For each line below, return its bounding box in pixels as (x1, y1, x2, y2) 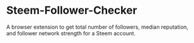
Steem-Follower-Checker (6, 4, 137, 17)
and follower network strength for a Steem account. (6, 29, 136, 36)
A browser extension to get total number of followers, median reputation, (6, 23, 189, 30)
